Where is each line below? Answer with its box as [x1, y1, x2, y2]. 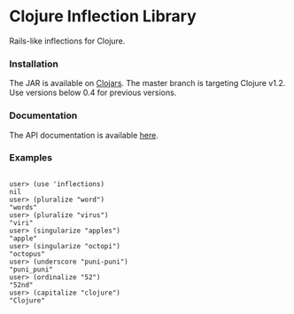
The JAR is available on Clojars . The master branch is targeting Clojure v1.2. [9, 78, 286, 89]
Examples [9, 152, 53, 164]
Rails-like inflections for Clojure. [9, 35, 126, 46]
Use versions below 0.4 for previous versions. [9, 87, 177, 98]
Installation [9, 58, 59, 70]
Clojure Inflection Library [9, 6, 197, 27]
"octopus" [9, 249, 46, 258]
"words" [9, 202, 38, 212]
